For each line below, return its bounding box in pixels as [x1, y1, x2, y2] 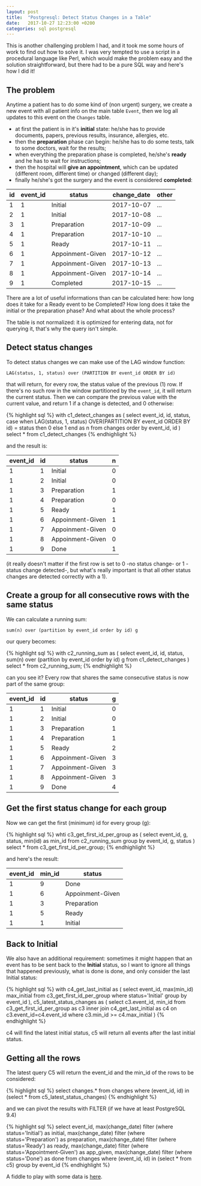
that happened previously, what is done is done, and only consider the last [6, 968, 190, 975]
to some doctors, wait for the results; [14, 145, 107, 152]
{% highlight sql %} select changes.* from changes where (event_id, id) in [6, 1087, 190, 1094]
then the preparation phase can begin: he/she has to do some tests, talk [14, 138, 194, 145]
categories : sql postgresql [6, 25, 77, 32]
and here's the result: [6, 855, 59, 862]
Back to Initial [6, 938, 58, 949]
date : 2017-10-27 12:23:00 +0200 [6, 20, 95, 26]
